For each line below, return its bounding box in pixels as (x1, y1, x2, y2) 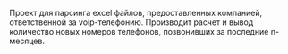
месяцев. (9, 35, 45, 46)
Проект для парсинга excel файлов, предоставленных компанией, (9, 8, 263, 18)
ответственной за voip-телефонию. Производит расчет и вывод (9, 17, 254, 27)
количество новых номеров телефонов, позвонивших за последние (9, 27, 269, 36)
